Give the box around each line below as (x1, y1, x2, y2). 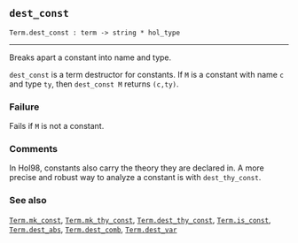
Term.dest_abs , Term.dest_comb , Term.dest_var (9, 224, 177, 234)
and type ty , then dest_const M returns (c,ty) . (9, 79, 179, 89)
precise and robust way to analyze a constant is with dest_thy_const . (9, 172, 262, 183)
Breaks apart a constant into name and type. (9, 52, 172, 63)
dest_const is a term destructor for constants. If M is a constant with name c (9, 69, 284, 80)
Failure (9, 101, 40, 113)
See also (9, 194, 47, 207)
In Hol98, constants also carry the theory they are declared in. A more (9, 163, 264, 173)
